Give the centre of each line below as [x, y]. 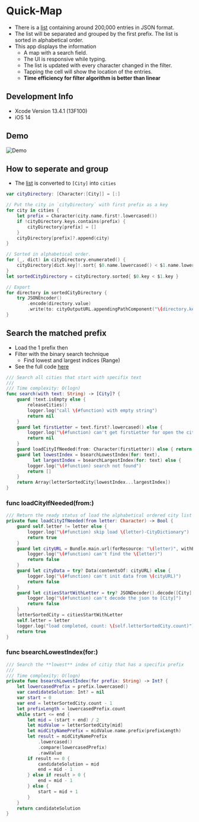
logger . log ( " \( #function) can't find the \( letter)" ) [95, 554]
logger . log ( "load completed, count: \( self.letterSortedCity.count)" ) [106, 626]
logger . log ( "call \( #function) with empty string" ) [93, 410]
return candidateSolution [49, 808]
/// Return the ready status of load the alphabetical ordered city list [99, 515]
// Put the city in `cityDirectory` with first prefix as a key [87, 205]
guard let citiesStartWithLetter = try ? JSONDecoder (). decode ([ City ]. [106, 593]
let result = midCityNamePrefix [68, 736]
